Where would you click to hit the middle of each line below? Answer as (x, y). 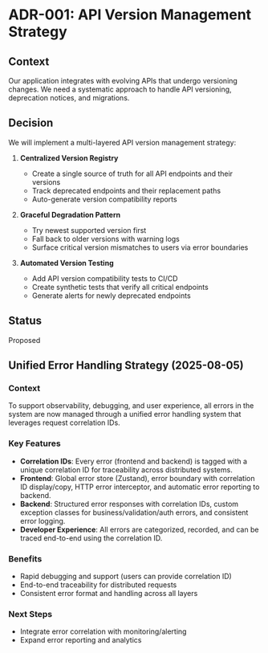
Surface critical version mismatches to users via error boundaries (140, 247)
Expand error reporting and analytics (81, 640)
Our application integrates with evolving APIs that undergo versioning (123, 81)
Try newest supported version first (89, 230)
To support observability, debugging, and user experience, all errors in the (131, 406)
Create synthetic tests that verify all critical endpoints (120, 287)
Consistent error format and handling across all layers (109, 593)
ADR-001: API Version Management (130, 15)
